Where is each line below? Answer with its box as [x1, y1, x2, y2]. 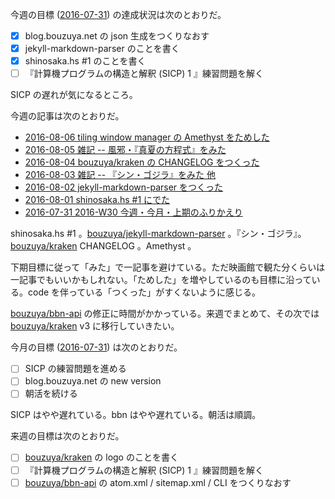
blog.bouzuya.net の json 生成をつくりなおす [24, 30, 210, 42]
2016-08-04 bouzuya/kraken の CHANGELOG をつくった [24, 156, 260, 168]
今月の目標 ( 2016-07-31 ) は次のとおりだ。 [10, 341, 183, 353]
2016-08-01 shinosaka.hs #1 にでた [24, 194, 171, 206]
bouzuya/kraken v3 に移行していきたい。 [10, 320, 180, 332]
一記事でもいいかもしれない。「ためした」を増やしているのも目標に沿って [10, 274, 312, 286]
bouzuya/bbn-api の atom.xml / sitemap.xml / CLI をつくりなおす [24, 476, 292, 488]
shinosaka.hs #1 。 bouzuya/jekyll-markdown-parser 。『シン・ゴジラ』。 [10, 228, 307, 240]
